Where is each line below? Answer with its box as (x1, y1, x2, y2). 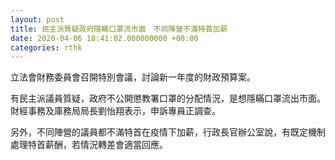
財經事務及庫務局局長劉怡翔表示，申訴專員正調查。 (10, 105, 221, 117)
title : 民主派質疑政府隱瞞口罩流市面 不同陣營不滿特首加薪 (10, 24, 228, 34)
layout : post (10, 14, 65, 25)
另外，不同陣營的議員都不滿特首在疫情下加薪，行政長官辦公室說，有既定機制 (10, 126, 326, 138)
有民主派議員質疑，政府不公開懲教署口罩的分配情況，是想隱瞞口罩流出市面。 (10, 92, 326, 105)
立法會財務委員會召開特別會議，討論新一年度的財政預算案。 (10, 71, 256, 83)
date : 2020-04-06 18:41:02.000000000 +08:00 (10, 33, 199, 43)
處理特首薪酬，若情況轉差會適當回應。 (10, 139, 168, 151)
